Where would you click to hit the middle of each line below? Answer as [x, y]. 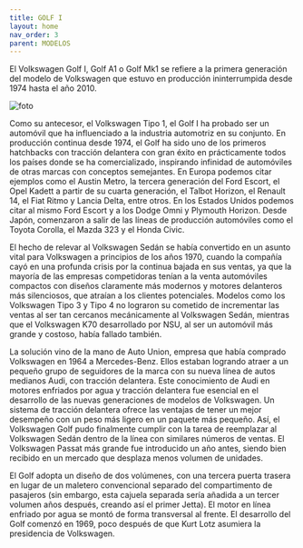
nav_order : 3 [34, 35]
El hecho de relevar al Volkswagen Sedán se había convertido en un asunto [150, 247]
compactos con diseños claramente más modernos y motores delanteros [146, 286]
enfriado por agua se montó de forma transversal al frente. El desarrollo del [150, 514]
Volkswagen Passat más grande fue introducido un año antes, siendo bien [148, 448]
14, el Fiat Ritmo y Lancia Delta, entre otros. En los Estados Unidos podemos [152, 201]
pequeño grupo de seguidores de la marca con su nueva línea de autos [142, 371]
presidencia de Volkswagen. [62, 533]
